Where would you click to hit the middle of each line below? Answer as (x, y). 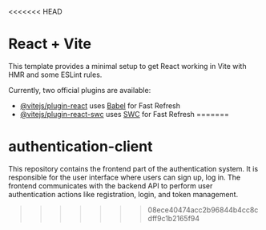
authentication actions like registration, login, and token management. (123, 194)
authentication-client (81, 147)
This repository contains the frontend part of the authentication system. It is (133, 168)
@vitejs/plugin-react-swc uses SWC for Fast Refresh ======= (125, 114)
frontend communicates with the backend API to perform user (111, 186)
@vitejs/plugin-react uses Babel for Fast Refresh (100, 105)
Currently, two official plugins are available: (80, 90)
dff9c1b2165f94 (174, 218)
